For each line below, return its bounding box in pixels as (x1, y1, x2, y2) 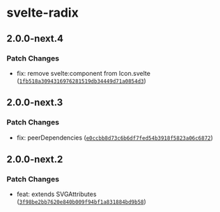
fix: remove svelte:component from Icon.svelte (16, 69, 151, 77)
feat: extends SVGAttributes (16, 190, 97, 199)
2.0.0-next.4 (6, 33, 64, 44)
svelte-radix (6, 5, 79, 21)
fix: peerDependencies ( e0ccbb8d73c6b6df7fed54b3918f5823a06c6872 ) (16, 133, 214, 142)
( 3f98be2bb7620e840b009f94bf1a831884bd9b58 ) (16, 197, 147, 206)
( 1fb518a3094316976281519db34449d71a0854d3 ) (16, 76, 147, 85)
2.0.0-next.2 (6, 153, 63, 165)
